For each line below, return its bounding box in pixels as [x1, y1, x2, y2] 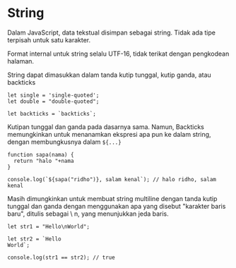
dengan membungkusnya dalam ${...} [7, 138, 122, 146]
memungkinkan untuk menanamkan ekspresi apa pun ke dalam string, [7, 130, 211, 138]
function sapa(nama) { [7, 151, 74, 158]
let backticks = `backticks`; [7, 110, 97, 117]
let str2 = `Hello [7, 235, 61, 243]
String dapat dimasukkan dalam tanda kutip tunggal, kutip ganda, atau [7, 71, 212, 79]
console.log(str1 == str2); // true [7, 254, 115, 261]
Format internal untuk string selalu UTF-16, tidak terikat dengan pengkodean [7, 49, 230, 58]
